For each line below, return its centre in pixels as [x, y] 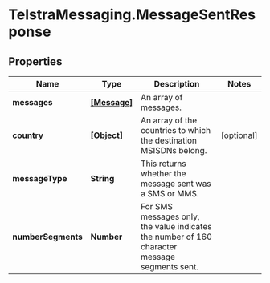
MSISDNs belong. [174, 150]
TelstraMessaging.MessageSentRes [132, 15]
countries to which [176, 130]
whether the [163, 174]
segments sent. [170, 267]
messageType [40, 178]
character [159, 247]
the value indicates [176, 226]
